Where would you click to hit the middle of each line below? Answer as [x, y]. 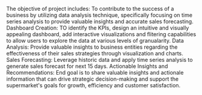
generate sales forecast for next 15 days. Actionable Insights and [87, 66]
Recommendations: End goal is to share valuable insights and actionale [95, 72]
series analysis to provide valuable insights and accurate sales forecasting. [100, 21]
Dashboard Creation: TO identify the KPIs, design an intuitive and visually [98, 28]
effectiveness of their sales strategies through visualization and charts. [95, 53]
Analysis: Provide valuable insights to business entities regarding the [92, 47]
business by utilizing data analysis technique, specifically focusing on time [99, 15]
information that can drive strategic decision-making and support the [93, 79]
